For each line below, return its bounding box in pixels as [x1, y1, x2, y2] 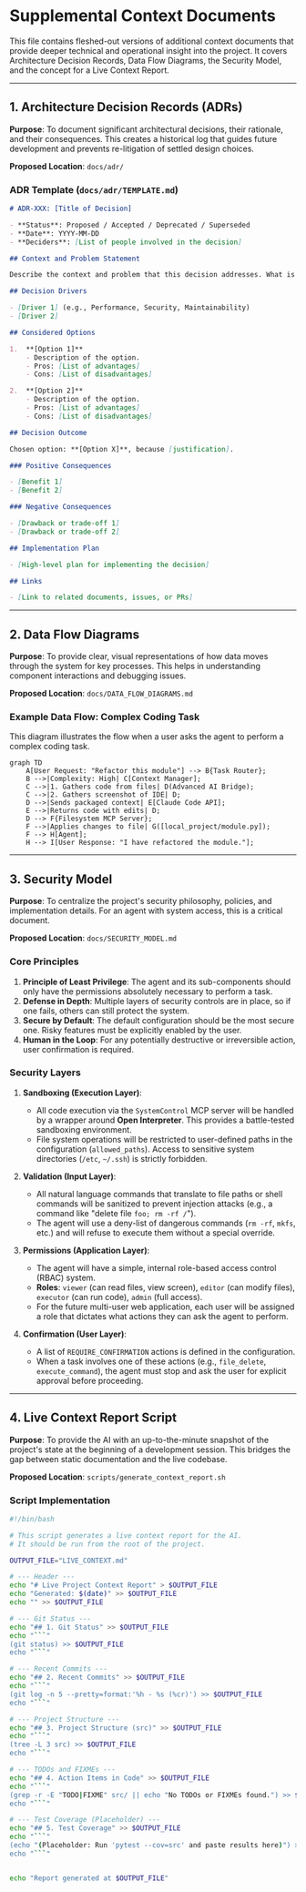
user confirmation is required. [22, 1043, 135, 1054]
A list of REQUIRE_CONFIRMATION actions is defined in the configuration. [36, 1346, 296, 1357]
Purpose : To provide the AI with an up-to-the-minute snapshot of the [9, 1434, 270, 1445]
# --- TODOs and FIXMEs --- [9, 1765, 117, 1775]
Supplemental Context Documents [9, 5, 276, 26]
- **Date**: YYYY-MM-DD [9, 229, 100, 238]
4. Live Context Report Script [9, 1410, 178, 1426]
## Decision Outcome [9, 428, 88, 437]
